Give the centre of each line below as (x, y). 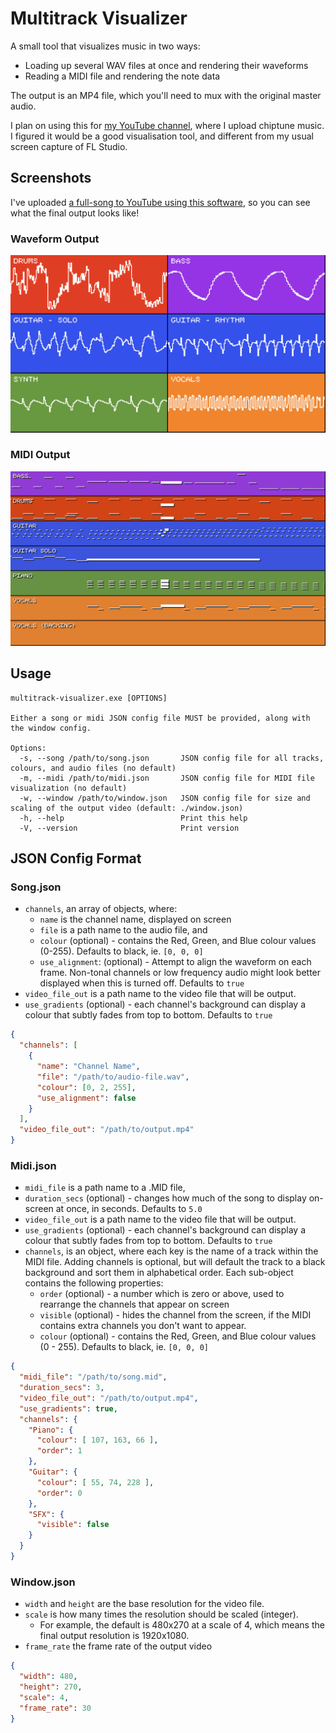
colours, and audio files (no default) (93, 768)
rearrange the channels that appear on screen (134, 1304)
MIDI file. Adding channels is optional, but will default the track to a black (175, 1262)
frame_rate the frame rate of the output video (118, 1646)
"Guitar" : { (53, 1472)
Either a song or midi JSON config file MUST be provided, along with (160, 718)
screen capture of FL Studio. (69, 146)
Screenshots (51, 178)
